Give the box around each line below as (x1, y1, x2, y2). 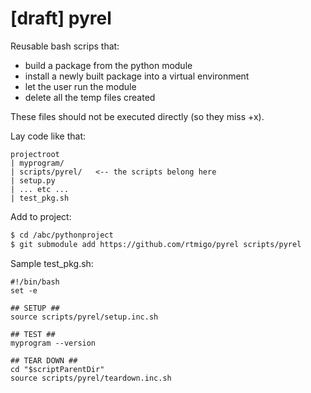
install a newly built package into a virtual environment (24, 70, 250, 82)
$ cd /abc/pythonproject (10, 230, 114, 240)
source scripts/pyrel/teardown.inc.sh (10, 373, 172, 383)
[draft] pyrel (10, 7, 112, 30)
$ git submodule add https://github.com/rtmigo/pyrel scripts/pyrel (10, 239, 302, 249)
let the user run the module (24, 80, 137, 92)
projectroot (10, 149, 60, 159)
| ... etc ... (10, 184, 70, 194)
